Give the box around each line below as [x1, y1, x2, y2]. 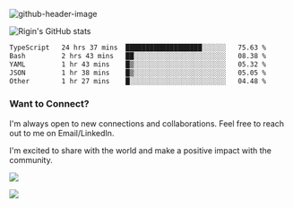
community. [9, 154, 53, 165]
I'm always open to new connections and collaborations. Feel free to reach [9, 117, 285, 129]
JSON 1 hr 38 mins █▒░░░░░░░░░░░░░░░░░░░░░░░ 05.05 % [9, 68, 267, 77]
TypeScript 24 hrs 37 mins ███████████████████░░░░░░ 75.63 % [9, 43, 267, 52]
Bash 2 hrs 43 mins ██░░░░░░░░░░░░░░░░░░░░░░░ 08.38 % [9, 51, 267, 60]
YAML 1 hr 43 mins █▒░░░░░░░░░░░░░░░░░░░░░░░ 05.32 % [9, 59, 267, 69]
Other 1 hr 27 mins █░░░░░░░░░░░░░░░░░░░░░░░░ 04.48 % [9, 76, 267, 85]
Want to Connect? [9, 98, 90, 110]
